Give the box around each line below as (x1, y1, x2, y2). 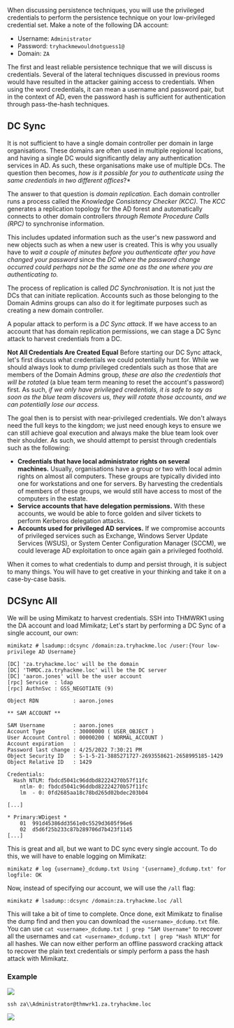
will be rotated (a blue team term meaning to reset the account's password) (7, 377, 225, 386)
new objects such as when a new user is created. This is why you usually (7, 240, 218, 249)
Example (7, 971, 38, 981)
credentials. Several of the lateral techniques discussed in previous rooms (7, 70, 220, 78)
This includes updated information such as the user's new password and (7, 232, 217, 241)
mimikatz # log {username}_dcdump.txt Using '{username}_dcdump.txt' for (7, 865, 227, 873)
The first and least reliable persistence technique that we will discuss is (7, 63, 213, 71)
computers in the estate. (17, 494, 88, 503)
